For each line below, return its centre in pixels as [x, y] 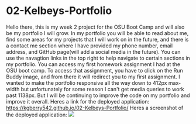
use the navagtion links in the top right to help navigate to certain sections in [98, 58]
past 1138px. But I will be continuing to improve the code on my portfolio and [98, 95]
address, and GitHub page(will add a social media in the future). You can [93, 51]
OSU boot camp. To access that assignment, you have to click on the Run [94, 70]
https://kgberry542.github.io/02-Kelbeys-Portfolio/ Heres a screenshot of [95, 108]
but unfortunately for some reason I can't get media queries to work [102, 89]
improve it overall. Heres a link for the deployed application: [78, 101]
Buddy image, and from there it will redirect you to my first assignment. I [93, 77]
